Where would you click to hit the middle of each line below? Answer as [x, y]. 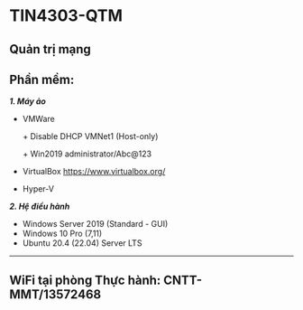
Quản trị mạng [50, 49]
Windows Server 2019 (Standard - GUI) [95, 224]
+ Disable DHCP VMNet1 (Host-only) [90, 136]
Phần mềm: [42, 79]
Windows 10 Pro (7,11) [62, 234]
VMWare [39, 119]
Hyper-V [38, 189]
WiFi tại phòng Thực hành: [85, 280]
